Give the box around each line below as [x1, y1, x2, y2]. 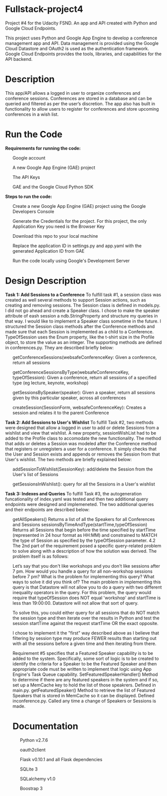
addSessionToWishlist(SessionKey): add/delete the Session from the [12, 466, 153, 472]
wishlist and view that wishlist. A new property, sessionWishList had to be [5, 430, 157, 436]
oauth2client [19, 747, 46, 753]
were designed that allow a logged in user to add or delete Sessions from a [5, 425, 160, 431]
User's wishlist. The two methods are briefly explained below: [5, 456, 132, 462]
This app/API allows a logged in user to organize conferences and [5, 90, 141, 96]
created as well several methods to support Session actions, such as [5, 297, 146, 303]
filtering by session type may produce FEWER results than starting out [12, 635, 157, 641]
